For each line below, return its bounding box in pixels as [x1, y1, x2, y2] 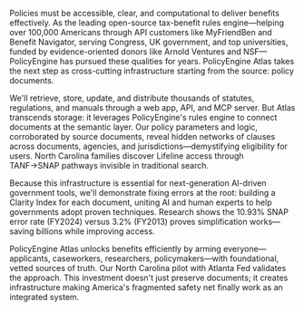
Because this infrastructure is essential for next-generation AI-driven [9, 178, 267, 189]
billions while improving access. [35, 226, 156, 237]
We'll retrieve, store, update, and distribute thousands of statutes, [9, 92, 255, 103]
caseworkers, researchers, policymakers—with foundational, [52, 253, 279, 264]
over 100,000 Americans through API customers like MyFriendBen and [9, 27, 272, 37]
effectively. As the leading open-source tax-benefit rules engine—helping [9, 17, 284, 28]
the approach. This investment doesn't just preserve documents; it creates [9, 272, 289, 283]
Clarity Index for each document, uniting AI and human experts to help [9, 197, 272, 208]
